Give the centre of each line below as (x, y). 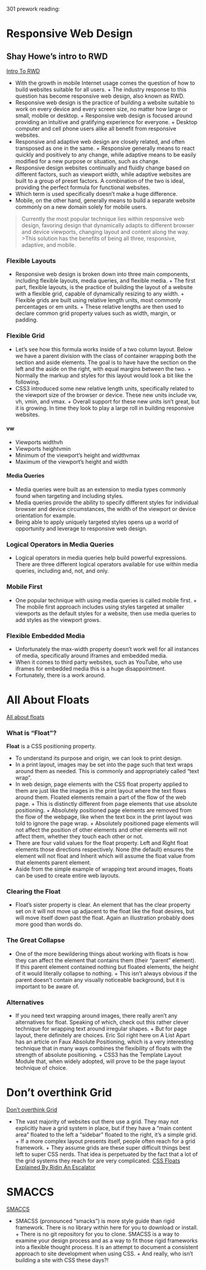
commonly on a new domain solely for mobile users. (81, 207)
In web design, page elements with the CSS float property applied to (101, 784)
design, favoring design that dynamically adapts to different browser (108, 225)
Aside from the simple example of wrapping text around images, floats (104, 869)
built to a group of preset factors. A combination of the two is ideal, (100, 181)
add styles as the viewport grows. (58, 620)
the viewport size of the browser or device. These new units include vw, (106, 395)
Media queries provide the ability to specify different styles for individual (107, 502)
